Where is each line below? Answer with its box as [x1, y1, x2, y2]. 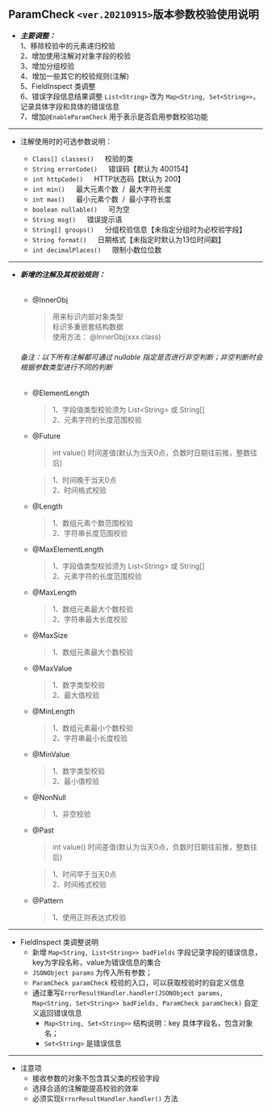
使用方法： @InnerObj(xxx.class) [52, 332, 161, 342]
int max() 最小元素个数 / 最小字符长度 [31, 194, 172, 204]
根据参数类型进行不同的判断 [19, 363, 113, 372]
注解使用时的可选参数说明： [19, 136, 113, 146]
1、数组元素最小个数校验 [52, 723, 134, 733]
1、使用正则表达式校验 [52, 912, 127, 922]
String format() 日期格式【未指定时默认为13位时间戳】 [31, 234, 226, 245]
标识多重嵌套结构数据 [52, 322, 123, 332]
